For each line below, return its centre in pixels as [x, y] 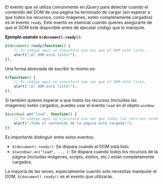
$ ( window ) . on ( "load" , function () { [41, 114]
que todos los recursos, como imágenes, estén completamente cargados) [79, 17]
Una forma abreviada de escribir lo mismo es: [50, 69]
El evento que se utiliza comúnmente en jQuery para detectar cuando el [77, 7]
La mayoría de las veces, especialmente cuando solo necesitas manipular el [81, 171]
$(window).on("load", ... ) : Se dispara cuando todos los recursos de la [85, 152]
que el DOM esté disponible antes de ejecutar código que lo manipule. [75, 28]
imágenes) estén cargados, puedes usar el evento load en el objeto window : [80, 105]
